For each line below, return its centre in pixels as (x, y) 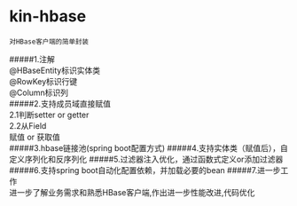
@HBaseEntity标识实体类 (55, 70)
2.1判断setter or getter (49, 115)
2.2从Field (28, 125)
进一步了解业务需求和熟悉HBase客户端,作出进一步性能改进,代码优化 (132, 192)
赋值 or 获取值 (35, 137)
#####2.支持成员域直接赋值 (60, 103)
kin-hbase (48, 16)
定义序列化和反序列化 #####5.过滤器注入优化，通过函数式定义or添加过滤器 (146, 159)
